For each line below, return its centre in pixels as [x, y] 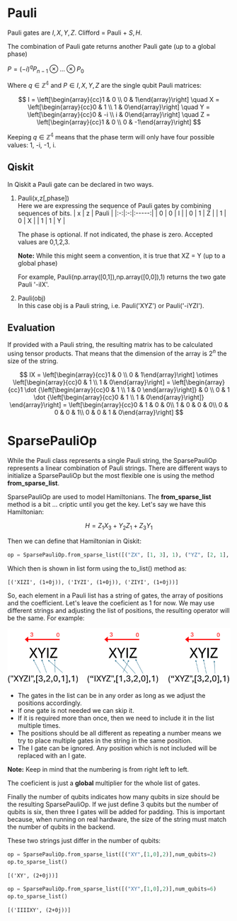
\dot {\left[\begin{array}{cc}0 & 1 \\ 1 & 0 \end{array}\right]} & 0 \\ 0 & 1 [127, 389]
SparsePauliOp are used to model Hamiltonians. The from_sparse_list [109, 496]
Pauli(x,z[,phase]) [43, 198]
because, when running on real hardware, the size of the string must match [117, 820]
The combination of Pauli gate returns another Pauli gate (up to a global [111, 46]
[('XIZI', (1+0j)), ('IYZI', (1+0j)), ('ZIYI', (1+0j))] [93, 582]
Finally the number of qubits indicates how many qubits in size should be [114, 797]
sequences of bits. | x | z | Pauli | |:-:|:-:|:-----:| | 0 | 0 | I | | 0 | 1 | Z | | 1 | [122, 213]
